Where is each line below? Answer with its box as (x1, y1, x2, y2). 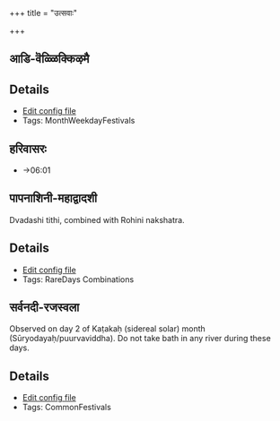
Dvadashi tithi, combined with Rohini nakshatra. (9, 214, 186, 225)
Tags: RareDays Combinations (22, 273, 135, 285)
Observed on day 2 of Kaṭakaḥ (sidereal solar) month (9, 323, 206, 334)
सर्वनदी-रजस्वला (9, 300, 80, 315)
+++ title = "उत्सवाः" (9, 8, 78, 18)
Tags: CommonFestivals (22, 402, 112, 413)
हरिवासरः (9, 141, 47, 156)
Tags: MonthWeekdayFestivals (22, 116, 136, 126)
